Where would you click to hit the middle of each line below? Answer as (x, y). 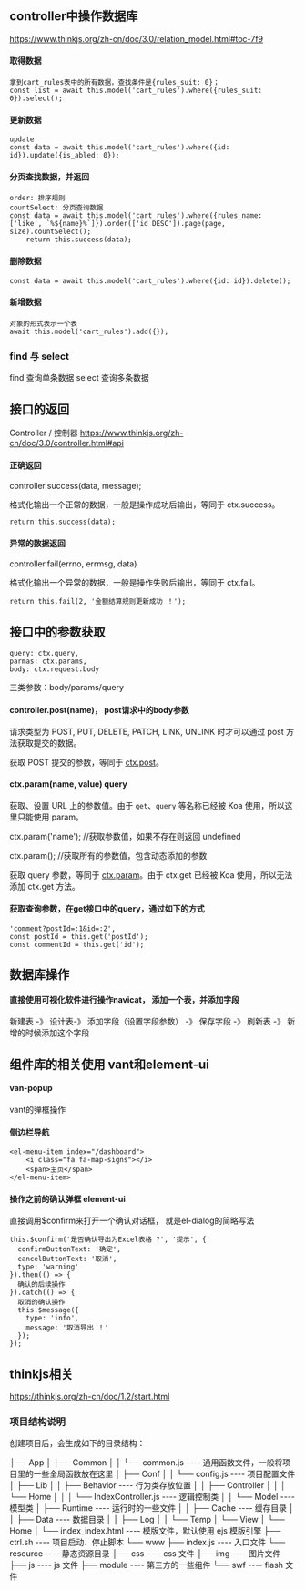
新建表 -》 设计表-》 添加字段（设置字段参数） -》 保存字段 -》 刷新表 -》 (147, 1022)
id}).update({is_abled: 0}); (65, 156)
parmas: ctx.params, (49, 662)
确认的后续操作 (41, 1285)
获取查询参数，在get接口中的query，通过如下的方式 (107, 909)
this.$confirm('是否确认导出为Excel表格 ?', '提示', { (108, 1240)
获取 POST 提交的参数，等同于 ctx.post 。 (86, 762)
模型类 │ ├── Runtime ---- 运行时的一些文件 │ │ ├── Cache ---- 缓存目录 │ (152, 1508)
